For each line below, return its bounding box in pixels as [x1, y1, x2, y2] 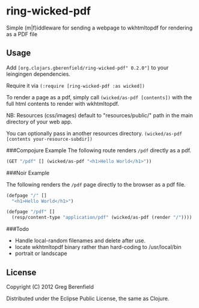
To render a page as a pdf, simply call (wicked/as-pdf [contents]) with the [6, 93, 192, 100]
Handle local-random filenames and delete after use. [14, 237, 146, 244]
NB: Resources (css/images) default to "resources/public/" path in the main [6, 111, 194, 119]
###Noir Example [6, 169, 50, 176]
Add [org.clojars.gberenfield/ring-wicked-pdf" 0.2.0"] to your [6, 64, 169, 71]
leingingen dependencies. [6, 70, 71, 78]
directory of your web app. [6, 118, 73, 125]
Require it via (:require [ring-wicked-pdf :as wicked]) [6, 82, 145, 89]
